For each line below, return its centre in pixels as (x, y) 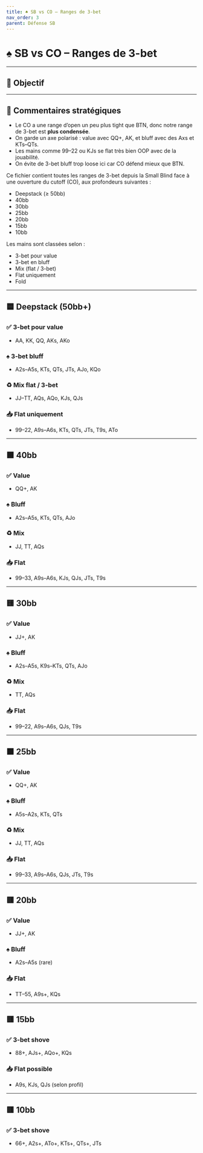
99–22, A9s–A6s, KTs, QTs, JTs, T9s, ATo (66, 430)
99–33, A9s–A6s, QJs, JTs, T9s (54, 875)
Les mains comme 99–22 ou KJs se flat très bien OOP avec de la (95, 151)
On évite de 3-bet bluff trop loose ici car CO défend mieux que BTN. (100, 164)
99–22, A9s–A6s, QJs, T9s (48, 726)
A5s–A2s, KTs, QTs (39, 814)
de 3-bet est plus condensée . (53, 131)
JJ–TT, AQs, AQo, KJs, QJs (49, 398)
